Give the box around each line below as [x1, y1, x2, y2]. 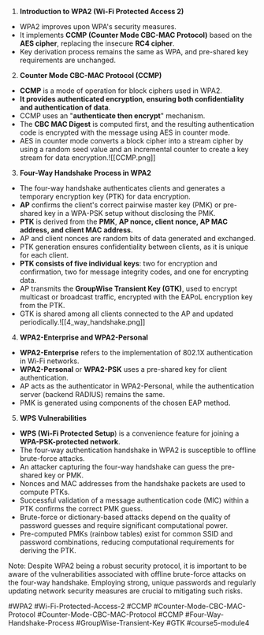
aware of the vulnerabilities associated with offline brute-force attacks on [8, 570, 247, 578]
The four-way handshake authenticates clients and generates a [19, 184, 225, 192]
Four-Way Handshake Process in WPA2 [19, 169, 152, 177]
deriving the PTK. [19, 546, 76, 555]
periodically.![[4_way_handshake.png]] [19, 317, 146, 326]
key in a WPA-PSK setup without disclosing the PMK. [44, 209, 216, 217]
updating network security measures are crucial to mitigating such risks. [8, 586, 243, 596]
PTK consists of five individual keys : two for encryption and [19, 259, 218, 268]
